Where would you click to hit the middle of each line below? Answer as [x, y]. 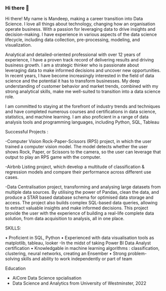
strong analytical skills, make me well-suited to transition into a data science [83, 92]
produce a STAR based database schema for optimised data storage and [79, 197]
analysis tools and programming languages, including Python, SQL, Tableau [82, 122]
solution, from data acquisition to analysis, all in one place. [65, 219]
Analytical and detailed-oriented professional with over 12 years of [73, 55]
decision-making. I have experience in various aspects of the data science [81, 35]
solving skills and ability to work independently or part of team [69, 259]
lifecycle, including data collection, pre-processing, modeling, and [73, 40]
